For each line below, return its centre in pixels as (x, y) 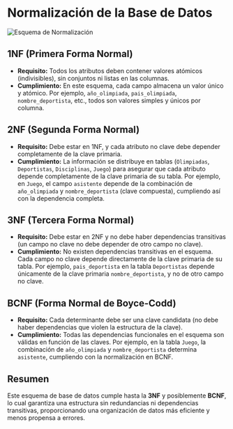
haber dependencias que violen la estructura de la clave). (100, 327)
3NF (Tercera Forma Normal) (71, 220)
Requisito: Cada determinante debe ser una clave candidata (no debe (118, 320)
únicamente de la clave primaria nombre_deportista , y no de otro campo (120, 274)
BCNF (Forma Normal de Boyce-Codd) (92, 303)
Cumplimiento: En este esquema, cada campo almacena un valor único (120, 86)
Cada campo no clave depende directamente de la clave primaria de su (120, 259)
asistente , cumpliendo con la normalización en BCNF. (95, 357)
